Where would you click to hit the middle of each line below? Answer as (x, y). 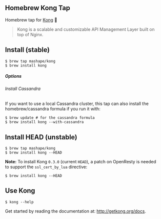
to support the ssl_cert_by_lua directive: (46, 167)
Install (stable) (27, 50)
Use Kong (20, 191)
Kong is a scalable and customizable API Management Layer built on (86, 29)
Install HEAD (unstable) (41, 137)
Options (13, 76)
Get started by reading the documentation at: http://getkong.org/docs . (76, 211)
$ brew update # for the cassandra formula (50, 118)
